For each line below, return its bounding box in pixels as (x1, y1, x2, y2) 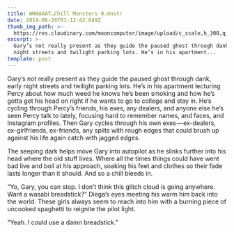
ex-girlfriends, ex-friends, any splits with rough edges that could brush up (7, 126, 219, 134)
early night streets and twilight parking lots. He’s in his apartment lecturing (7, 81, 221, 90)
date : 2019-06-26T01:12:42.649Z (7, 17, 101, 24)
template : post (7, 56, 52, 63)
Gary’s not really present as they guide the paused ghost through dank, (7, 74, 212, 83)
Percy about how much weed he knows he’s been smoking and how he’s (7, 89, 215, 97)
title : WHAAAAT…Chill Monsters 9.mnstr (7, 10, 123, 17)
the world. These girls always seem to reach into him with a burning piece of (7, 197, 227, 206)
